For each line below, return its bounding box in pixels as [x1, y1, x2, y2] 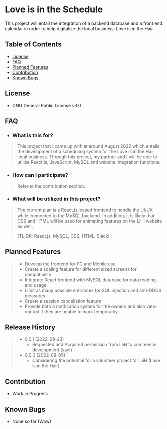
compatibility [24, 271, 52, 277]
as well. [17, 223, 33, 229]
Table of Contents [5, 40, 62, 49]
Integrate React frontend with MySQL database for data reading [24, 277, 156, 283]
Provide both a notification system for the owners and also [24, 303, 146, 309]
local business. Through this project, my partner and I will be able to [17, 154, 157, 160]
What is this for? [12, 132, 53, 139]
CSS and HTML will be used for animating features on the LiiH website [17, 218, 162, 224]
